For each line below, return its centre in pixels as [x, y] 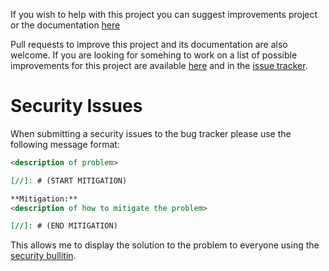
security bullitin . [43, 256]
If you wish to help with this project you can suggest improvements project [164, 14]
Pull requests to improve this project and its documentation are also [149, 44]
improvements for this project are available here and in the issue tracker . [159, 65]
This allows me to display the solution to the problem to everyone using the [165, 245]
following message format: [65, 144]
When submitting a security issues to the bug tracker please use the [151, 133]
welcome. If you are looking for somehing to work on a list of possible [154, 55]
